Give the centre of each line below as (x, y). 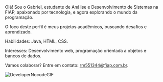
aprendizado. (18, 32)
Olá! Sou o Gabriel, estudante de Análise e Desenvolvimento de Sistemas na (82, 7)
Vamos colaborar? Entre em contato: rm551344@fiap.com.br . (67, 65)
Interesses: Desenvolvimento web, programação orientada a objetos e (76, 51)
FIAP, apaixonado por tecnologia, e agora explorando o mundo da (71, 12)
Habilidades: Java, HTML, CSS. (37, 41)
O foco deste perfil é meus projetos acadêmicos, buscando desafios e (76, 27)
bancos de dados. (23, 56)
